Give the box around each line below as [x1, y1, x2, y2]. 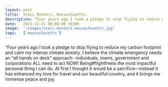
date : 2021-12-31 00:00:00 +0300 [5, 21, 79, 26]
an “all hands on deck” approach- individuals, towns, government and [5, 55, 149, 60]
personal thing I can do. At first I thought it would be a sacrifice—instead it [5, 65, 158, 71]
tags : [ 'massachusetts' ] [5, 30, 61, 35]
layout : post [5, 7, 32, 12]
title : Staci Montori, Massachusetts [5, 12, 86, 17]
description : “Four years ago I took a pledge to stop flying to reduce [5, 16, 160, 21]
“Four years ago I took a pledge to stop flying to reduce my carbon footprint [5, 44, 161, 50]
